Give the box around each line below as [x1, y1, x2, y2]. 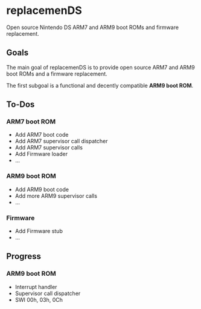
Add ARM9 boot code [14, 186, 69, 193]
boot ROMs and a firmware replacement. [6, 70, 107, 77]
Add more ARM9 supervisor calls [14, 192, 98, 200]
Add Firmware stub [14, 227, 63, 235]
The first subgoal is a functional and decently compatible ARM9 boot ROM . [6, 82, 194, 89]
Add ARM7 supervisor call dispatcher [14, 137, 108, 145]
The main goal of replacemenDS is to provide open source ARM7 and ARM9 [6, 63, 195, 71]
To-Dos [6, 99, 35, 109]
